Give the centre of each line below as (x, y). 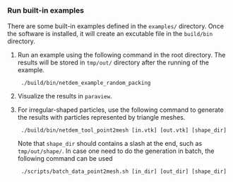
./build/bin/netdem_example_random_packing (86, 83)
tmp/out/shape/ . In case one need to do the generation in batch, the (116, 151)
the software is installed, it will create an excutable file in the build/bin (110, 33)
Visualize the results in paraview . (65, 96)
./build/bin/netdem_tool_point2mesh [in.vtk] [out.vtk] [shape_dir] (124, 130)
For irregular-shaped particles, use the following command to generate (120, 110)
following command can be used (65, 158)
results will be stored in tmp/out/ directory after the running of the (113, 62)
